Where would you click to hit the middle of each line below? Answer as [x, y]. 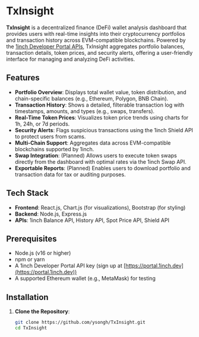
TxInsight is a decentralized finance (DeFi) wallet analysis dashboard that [97, 27]
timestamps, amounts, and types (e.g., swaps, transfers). [85, 111]
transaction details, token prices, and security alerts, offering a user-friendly [99, 52]
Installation [27, 297]
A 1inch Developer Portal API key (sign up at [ [70, 266]
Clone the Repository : [42, 311]
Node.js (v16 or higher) [43, 253]
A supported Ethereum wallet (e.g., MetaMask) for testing [85, 279]
